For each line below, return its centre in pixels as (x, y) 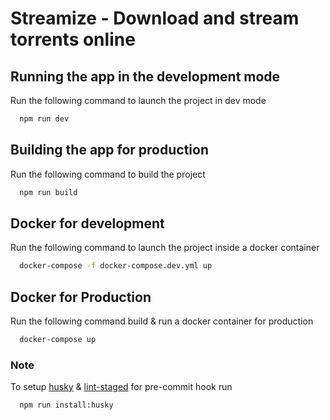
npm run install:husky (66, 405)
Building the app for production (109, 150)
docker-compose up (58, 340)
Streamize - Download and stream (155, 18)
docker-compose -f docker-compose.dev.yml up (116, 266)
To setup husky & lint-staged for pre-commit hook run (121, 387)
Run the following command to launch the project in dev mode (138, 100)
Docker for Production (81, 297)
